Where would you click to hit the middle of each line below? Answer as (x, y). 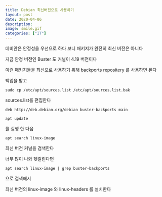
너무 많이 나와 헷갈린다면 (30, 159)
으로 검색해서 (18, 178)
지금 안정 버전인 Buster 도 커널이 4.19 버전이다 (51, 59)
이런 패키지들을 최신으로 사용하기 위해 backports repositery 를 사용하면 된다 (81, 70)
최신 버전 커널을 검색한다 (30, 148)
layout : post (19, 15)
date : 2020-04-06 (24, 19)
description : (19, 24)
